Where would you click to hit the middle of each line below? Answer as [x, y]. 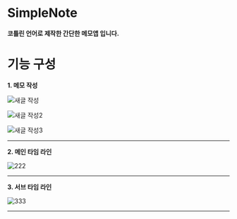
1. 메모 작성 [23, 85]
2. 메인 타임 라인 [30, 151]
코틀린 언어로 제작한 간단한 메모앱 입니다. [63, 33]
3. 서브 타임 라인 [30, 187]
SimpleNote [42, 13]
